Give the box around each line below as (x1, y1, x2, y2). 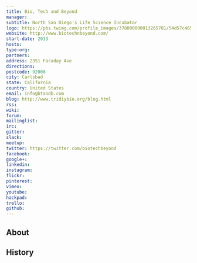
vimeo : (6, 184, 22, 189)
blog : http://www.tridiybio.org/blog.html (6, 96, 111, 102)
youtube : (6, 189, 28, 195)
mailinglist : (6, 118, 38, 124)
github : (6, 205, 25, 212)
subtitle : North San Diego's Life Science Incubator (6, 19, 138, 25)
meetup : (6, 139, 25, 146)
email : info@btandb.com (6, 91, 64, 96)
